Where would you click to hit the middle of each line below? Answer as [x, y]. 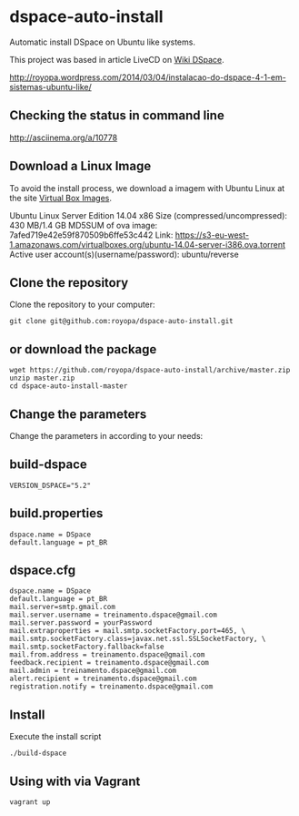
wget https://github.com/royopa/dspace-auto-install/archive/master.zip [150, 371]
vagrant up [30, 802]
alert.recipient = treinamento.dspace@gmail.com [103, 679]
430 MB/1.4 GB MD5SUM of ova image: [84, 225]
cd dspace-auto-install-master [69, 386]
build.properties [56, 513]
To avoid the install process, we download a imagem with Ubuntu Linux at [147, 188]
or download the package [83, 349]
